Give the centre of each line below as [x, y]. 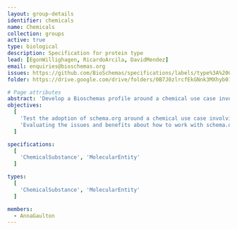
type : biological [33, 47]
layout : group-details [41, 14]
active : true [26, 40]
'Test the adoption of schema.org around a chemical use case [113, 119]
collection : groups [36, 34]
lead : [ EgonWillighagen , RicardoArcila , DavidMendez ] [88, 60]
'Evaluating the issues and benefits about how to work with [111, 125]
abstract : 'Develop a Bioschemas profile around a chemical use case [112, 99]
